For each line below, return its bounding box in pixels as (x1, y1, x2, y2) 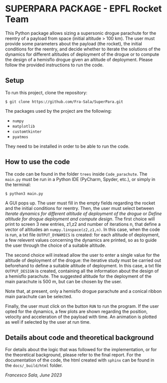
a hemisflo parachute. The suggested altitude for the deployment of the (5, 273, 152, 279)
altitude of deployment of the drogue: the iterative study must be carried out (5, 257, 162, 263)
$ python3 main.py (5, 191, 43, 196)
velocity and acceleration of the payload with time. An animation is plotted (5, 314, 157, 320)
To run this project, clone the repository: (5, 89, 88, 95)
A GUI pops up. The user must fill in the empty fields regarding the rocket (5, 200, 156, 206)
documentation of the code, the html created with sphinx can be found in (5, 357, 155, 363)
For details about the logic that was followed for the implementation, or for (5, 347, 157, 353)
